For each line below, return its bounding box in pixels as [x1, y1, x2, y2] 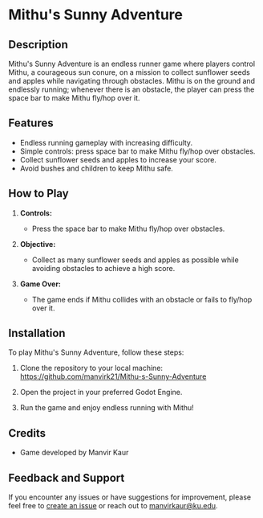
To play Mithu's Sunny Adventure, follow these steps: [8, 347, 184, 357]
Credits [8, 426, 47, 440]
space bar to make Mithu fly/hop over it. [8, 93, 140, 102]
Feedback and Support [8, 471, 125, 484]
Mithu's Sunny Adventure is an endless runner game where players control [8, 59, 255, 68]
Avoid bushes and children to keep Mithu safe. [19, 163, 174, 173]
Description [8, 38, 68, 51]
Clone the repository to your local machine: [19, 364, 163, 373]
